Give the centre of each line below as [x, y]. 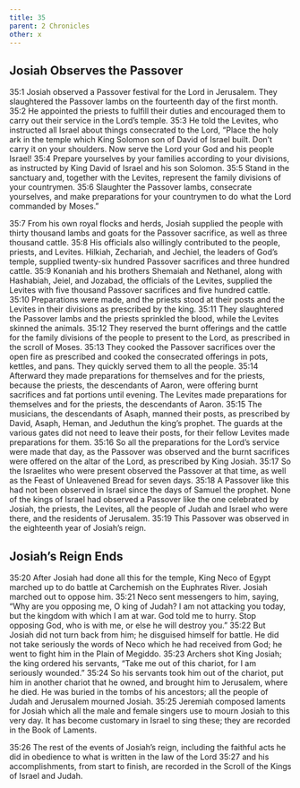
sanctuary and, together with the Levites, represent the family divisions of [146, 178]
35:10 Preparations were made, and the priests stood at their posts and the [147, 300]
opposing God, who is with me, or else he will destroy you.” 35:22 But [137, 625]
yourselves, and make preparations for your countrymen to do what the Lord [150, 197]
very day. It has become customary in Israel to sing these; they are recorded [150, 720]
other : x [26, 34]
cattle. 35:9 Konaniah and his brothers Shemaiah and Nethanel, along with [146, 271]
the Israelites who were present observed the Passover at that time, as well [148, 471]
